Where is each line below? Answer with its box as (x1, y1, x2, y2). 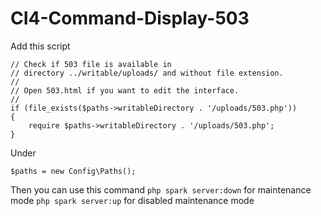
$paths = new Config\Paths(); (10, 166, 137, 176)
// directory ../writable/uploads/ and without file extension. (10, 68, 284, 78)
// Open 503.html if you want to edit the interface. (10, 85, 240, 96)
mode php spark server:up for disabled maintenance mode (10, 194, 255, 206)
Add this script (10, 40, 71, 52)
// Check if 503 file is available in (10, 59, 172, 69)
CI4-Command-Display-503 (10, 7, 250, 30)
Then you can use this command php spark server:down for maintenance (10, 183, 312, 196)
